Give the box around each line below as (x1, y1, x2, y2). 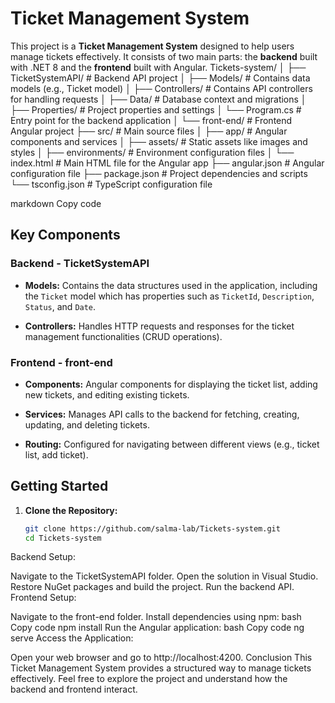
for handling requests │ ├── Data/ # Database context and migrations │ (10, 93, 307, 105)
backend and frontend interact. (10, 683, 138, 696)
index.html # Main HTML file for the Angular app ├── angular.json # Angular (10, 157, 325, 169)
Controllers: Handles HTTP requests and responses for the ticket (24, 320, 295, 332)
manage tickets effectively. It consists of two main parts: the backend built (10, 50, 318, 62)
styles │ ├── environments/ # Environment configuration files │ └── (10, 146, 295, 158)
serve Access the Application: (10, 632, 134, 644)
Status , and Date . (24, 300, 97, 312)
